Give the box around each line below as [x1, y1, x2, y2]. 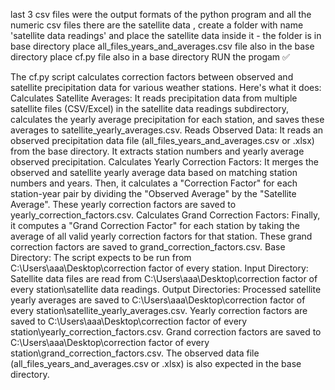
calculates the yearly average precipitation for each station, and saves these [10, 114, 325, 125]
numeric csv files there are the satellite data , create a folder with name [10, 19, 304, 31]
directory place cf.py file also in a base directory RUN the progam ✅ [10, 51, 290, 63]
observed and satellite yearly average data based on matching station [10, 167, 298, 178]
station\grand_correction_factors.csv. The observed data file [10, 347, 260, 359]
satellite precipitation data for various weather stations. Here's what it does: [10, 82, 322, 93]
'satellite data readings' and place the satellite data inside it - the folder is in [10, 30, 322, 41]
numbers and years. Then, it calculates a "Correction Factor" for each [10, 177, 298, 189]
